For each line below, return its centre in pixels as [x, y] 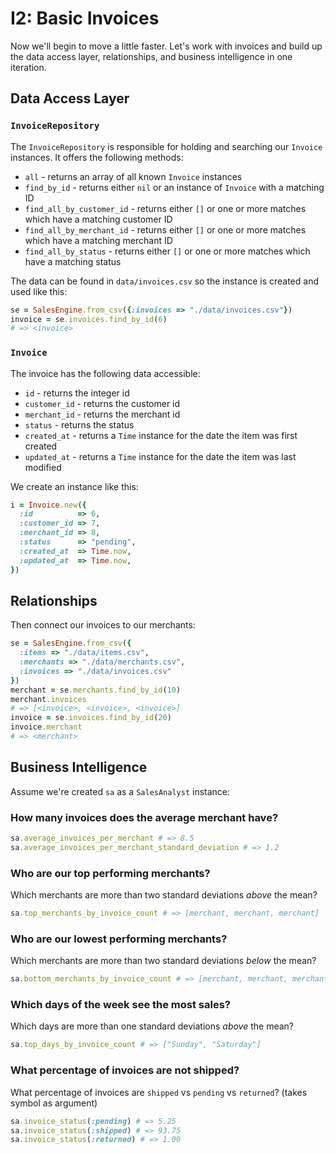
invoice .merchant [46, 727]
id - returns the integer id [77, 393]
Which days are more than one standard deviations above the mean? [152, 1026]
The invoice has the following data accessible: [105, 373]
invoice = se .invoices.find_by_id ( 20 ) [91, 718]
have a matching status [73, 261]
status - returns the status [79, 424]
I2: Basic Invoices [85, 18]
